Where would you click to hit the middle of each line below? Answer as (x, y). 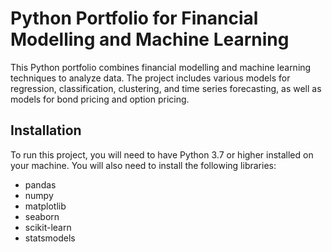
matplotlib (45, 206)
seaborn (42, 216)
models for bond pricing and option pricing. (100, 99)
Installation (46, 130)
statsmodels (50, 238)
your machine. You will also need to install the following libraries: (143, 165)
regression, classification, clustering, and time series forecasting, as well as (166, 88)
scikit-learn (48, 227)
